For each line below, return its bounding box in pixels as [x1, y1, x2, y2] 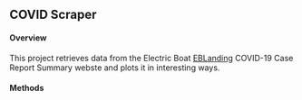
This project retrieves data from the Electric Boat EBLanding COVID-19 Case [9, 52, 294, 63]
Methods [9, 83, 44, 94]
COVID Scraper [9, 7, 97, 23]
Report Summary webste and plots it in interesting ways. [9, 62, 220, 73]
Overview [9, 32, 47, 43]
